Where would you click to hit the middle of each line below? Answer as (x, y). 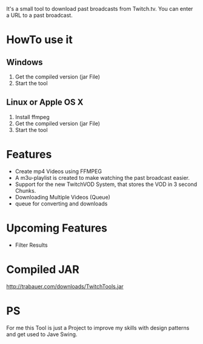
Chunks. (25, 190)
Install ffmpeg (32, 117)
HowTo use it (39, 40)
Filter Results (31, 245)
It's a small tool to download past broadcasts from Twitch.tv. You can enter (100, 9)
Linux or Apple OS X (45, 102)
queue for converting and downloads (61, 204)
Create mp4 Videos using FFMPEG (58, 171)
